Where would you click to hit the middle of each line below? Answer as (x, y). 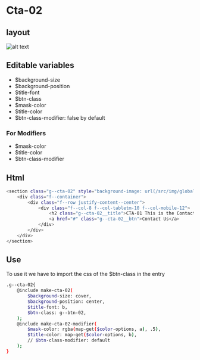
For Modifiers (26, 133)
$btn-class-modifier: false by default (60, 117)
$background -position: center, (66, 302)
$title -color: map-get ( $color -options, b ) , (82, 335)
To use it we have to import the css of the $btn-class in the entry (86, 274)
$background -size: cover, (60, 296)
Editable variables (40, 65)
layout (18, 32)
